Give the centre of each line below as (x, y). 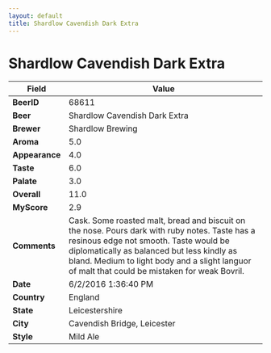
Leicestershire (96, 310)
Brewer (27, 128)
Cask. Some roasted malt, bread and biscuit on (157, 221)
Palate (25, 181)
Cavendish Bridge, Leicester (122, 324)
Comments (34, 246)
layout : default (35, 16)
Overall (27, 195)
